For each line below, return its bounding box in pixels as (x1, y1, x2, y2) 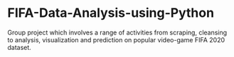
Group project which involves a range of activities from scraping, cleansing (7, 28, 228, 37)
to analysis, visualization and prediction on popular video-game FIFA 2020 (7, 35, 225, 44)
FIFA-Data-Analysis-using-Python (7, 5, 215, 21)
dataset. (7, 43, 32, 51)
